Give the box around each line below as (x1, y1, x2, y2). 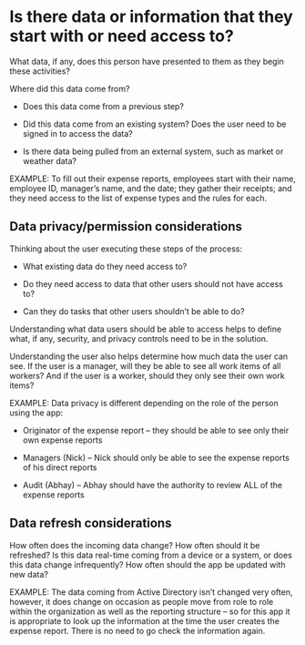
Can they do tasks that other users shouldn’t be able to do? (22, 305, 245, 316)
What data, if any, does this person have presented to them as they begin (9, 56, 285, 67)
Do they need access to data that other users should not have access (22, 278, 284, 289)
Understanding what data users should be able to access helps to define (9, 323, 282, 334)
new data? (9, 568, 48, 579)
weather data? (22, 155, 77, 166)
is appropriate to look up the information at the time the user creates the (9, 615, 280, 626)
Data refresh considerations (9, 516, 172, 531)
